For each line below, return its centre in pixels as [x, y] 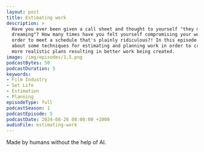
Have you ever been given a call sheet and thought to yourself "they [103, 29]
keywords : [19, 74]
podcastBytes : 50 [28, 63]
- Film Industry [27, 80]
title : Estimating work [36, 18]
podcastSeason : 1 [28, 108]
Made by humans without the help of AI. [56, 142]
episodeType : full [29, 102]
